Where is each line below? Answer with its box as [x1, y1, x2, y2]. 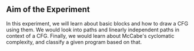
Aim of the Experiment [6, 5, 90, 14]
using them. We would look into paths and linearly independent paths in [6, 26, 180, 33]
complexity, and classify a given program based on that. [6, 38, 142, 45]
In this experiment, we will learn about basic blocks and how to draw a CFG [6, 20, 189, 27]
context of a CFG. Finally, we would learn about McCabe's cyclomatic [6, 32, 175, 39]
